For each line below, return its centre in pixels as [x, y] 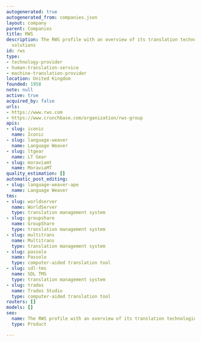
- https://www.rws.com [34, 112]
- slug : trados [25, 285]
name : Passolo [29, 257]
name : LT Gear [29, 157]
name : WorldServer [35, 207]
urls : [13, 106]
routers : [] [21, 302]
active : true [22, 95]
